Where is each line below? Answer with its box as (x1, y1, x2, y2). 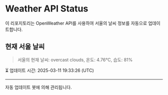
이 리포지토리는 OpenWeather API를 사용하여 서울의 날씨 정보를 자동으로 (5, 20, 147, 26)
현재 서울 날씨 (5, 42, 45, 51)
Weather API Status (5, 3, 88, 14)
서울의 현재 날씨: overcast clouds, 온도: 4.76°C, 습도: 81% (17, 56, 133, 62)
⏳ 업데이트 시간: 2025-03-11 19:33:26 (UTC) (5, 67, 94, 73)
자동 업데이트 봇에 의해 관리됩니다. (5, 84, 72, 90)
